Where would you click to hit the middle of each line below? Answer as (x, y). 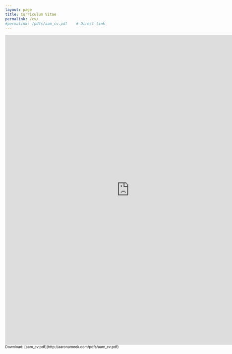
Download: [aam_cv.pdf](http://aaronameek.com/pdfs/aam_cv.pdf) (62, 347)
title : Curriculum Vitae (31, 14)
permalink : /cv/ (22, 19)
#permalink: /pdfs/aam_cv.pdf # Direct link (55, 24)
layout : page (19, 10)
